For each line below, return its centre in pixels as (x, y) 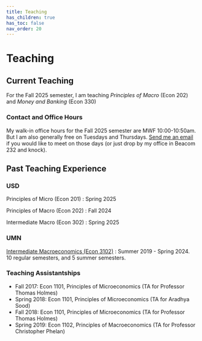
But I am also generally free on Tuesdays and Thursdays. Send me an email (100, 137)
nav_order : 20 (24, 29)
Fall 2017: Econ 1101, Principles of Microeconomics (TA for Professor (100, 286)
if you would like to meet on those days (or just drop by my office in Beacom (101, 143)
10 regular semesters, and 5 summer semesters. (66, 258)
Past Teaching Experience (56, 169)
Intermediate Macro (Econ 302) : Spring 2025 (63, 222)
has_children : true (31, 18)
